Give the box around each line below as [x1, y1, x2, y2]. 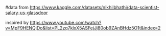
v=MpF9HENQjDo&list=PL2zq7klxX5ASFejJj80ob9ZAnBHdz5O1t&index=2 [5, 25, 161, 31]
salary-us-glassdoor [5, 10, 49, 16]
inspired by [5, 20, 29, 25]
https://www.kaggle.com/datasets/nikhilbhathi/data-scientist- [30, 5, 159, 10]
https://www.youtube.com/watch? [30, 20, 102, 25]
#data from [5, 5, 29, 10]
